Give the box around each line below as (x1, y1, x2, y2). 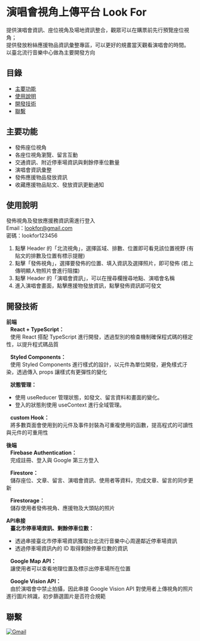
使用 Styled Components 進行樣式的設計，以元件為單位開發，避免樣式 (10, 361, 183, 368)
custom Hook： (10, 414, 50, 422)
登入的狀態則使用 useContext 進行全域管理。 (14, 401, 125, 408)
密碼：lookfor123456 (6, 232, 58, 239)
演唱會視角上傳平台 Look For (6, 5, 147, 19)
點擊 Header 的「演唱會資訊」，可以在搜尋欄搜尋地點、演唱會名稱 (14, 274, 175, 282)
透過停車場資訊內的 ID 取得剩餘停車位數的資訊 (14, 545, 128, 552)
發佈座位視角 (14, 144, 47, 151)
